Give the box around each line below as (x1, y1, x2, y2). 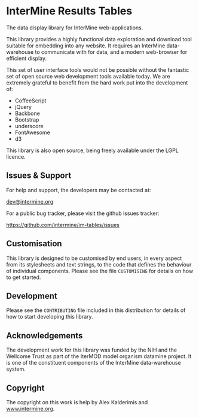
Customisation (6, 238, 62, 249)
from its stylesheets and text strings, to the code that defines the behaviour (6, 261, 192, 268)
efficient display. (6, 54, 47, 62)
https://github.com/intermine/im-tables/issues (6, 221, 120, 228)
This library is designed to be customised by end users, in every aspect (6, 255, 182, 262)
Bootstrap (14, 116, 39, 123)
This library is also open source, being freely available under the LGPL (6, 147, 179, 154)
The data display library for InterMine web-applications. (6, 24, 143, 31)
